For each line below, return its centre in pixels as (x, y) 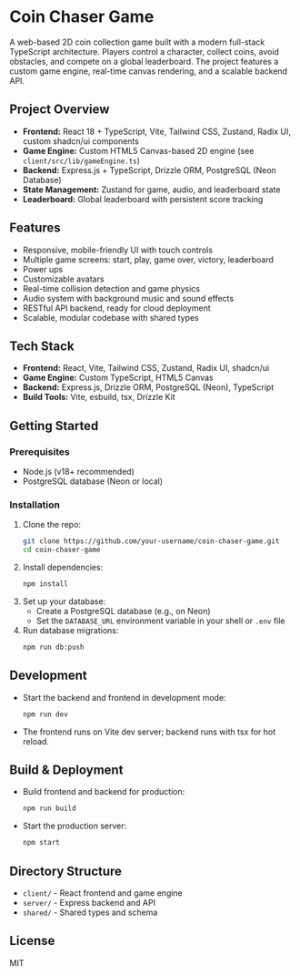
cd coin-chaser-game (61, 550)
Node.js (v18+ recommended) (78, 472)
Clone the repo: (52, 525)
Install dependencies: (63, 568)
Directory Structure (66, 871)
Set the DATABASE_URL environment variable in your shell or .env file (160, 621)
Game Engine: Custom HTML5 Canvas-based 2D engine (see (138, 150)
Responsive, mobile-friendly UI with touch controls (118, 250)
